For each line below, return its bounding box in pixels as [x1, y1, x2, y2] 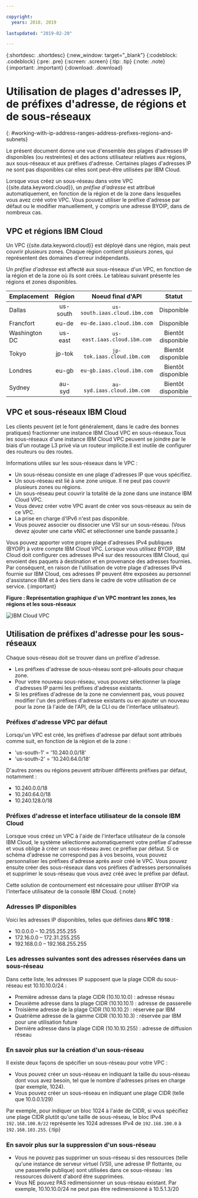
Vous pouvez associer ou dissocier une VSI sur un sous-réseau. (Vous [14, 521, 186, 528]
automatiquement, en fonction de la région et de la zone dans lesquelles [6, 190, 181, 197]
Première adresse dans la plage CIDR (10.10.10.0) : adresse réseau [14, 993, 175, 1000]
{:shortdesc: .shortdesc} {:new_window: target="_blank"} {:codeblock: [6, 51, 178, 59]
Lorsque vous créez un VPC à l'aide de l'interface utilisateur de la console [6, 832, 186, 839]
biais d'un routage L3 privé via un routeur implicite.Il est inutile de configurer [6, 441, 192, 449]
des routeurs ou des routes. [6, 448, 74, 455]
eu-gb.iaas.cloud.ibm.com [80, 367, 153, 374]
